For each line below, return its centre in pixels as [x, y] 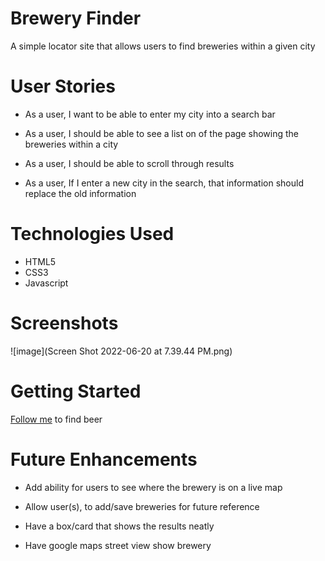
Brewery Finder [76, 18]
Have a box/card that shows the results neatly [119, 526]
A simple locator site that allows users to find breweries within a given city [163, 46]
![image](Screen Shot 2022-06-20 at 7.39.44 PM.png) [121, 351]
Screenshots [64, 323]
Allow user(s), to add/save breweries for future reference [142, 506]
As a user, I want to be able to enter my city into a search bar [150, 114]
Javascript [46, 283]
